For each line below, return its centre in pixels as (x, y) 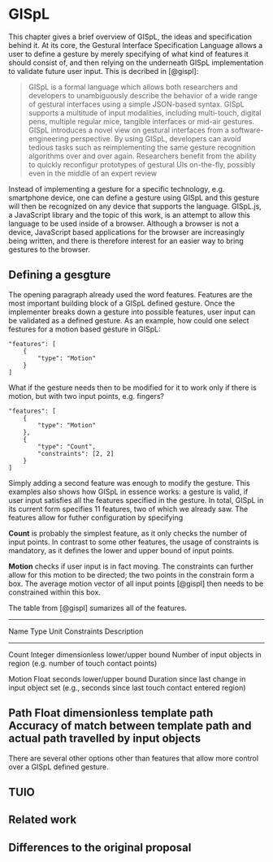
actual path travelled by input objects (105, 739)
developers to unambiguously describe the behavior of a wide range (143, 95)
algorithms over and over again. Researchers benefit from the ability (142, 156)
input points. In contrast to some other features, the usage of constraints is (134, 542)
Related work (43, 820)
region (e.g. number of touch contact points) (83, 663)
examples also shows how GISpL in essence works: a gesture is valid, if (128, 492)
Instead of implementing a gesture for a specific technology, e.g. (117, 188)
